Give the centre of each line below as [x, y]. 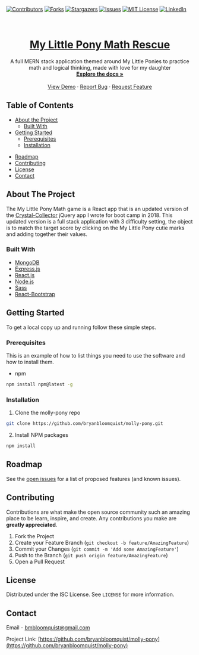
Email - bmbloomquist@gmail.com [48, 628]
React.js [25, 275]
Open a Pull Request [40, 561]
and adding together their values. [47, 234]
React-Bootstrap [35, 294]
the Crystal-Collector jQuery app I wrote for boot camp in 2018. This [89, 215]
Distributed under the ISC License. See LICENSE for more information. [90, 595]
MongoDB [27, 262]
